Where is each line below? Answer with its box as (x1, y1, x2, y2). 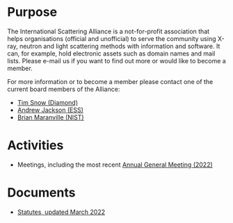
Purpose (7, 4, 58, 20)
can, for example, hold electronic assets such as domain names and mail (7, 49, 216, 58)
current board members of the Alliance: (7, 85, 120, 93)
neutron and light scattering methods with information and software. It (19, 42, 220, 50)
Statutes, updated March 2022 (17, 208, 106, 216)
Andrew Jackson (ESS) (17, 106, 83, 114)
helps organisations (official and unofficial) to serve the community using (7, 34, 216, 42)
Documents (7, 185, 76, 201)
